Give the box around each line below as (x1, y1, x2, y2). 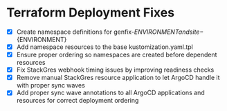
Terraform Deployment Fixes (6, 5, 174, 21)
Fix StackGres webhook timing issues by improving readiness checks (16, 65, 215, 74)
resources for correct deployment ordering (16, 97, 139, 105)
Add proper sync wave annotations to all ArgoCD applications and (16, 88, 205, 97)
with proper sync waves (16, 81, 86, 90)
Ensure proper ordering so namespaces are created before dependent (16, 50, 217, 59)
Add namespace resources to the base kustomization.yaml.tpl (16, 43, 193, 51)
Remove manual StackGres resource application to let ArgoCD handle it (16, 74, 220, 82)
